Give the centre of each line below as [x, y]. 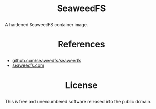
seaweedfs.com [28, 65]
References [81, 44]
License [81, 85]
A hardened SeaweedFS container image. [47, 25]
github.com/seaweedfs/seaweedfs [47, 61]
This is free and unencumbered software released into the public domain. [78, 101]
